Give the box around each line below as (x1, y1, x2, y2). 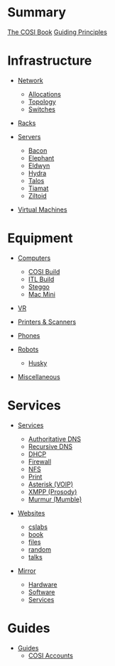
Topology (28, 97, 57, 106)
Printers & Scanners (17, 317, 77, 326)
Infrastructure (7, 53, 92, 69)
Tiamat (28, 184, 49, 192)
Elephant (28, 153, 55, 162)
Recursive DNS (28, 442, 73, 451)
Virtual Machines (17, 205, 67, 214)
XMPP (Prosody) (28, 487, 77, 496)
